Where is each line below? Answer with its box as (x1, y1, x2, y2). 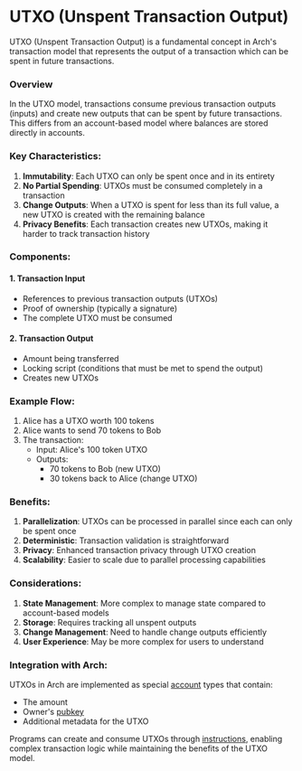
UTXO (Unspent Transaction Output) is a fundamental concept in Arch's (9, 36, 278, 47)
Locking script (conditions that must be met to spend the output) (22, 362, 264, 373)
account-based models (22, 607, 110, 618)
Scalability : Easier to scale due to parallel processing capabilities (22, 554, 267, 566)
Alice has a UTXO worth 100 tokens (22, 416, 155, 427)
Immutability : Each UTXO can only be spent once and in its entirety (22, 170, 276, 182)
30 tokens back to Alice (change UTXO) (49, 473, 198, 484)
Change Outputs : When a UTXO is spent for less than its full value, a (22, 199, 279, 210)
